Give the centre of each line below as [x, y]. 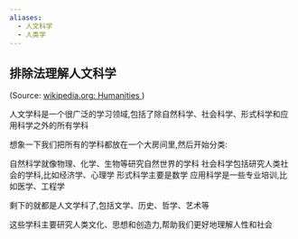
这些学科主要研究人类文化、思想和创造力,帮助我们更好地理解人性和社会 [141, 225]
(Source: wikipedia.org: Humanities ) [77, 96]
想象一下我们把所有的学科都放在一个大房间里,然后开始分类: [119, 144]
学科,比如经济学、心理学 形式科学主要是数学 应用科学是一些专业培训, [152, 175]
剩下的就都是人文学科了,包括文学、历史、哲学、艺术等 [110, 206]
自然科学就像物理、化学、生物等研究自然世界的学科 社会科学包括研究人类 [145, 164]
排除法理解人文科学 [63, 73]
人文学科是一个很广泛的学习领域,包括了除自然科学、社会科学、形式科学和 [145, 115]
